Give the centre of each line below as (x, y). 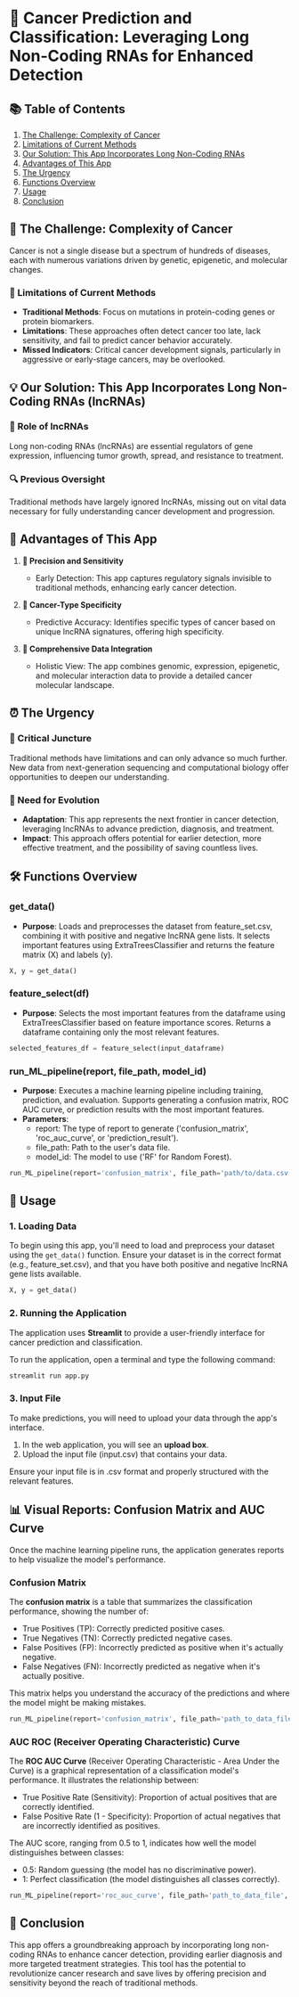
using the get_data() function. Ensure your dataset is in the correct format (145, 1255)
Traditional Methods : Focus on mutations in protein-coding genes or (149, 312)
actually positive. (53, 1675)
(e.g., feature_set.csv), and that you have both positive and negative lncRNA (149, 1264)
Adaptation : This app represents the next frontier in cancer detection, (150, 819)
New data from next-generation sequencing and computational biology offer (149, 767)
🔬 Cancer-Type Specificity (72, 604)
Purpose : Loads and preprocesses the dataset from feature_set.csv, (147, 926)
